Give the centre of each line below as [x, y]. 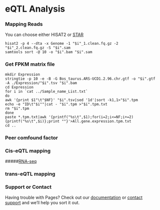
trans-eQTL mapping [30, 174]
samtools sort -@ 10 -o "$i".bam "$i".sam [49, 52]
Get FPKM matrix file [30, 64]
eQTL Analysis [35, 9]
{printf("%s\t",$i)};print [32, 121]
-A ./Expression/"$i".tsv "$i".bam [41, 83]
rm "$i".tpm [17, 108]
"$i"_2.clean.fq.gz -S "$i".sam [38, 48]
